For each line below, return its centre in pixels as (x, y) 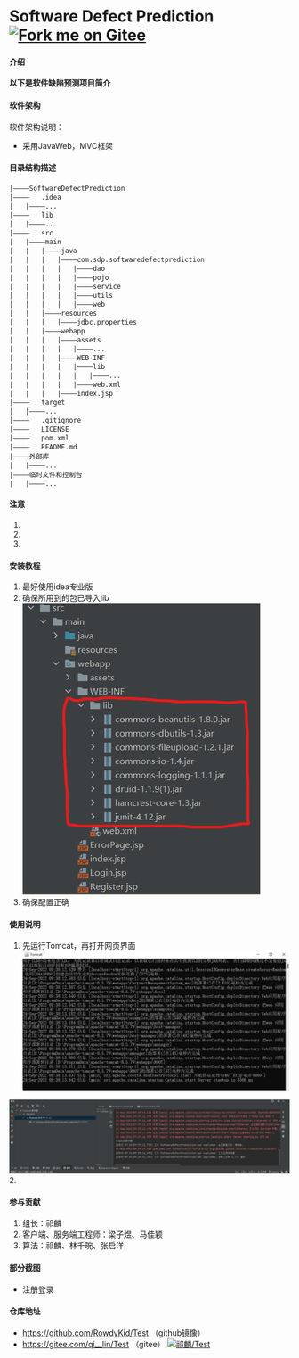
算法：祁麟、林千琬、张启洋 (73, 1246)
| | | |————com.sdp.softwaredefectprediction (107, 259)
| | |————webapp (48, 331)
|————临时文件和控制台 (46, 474)
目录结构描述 (32, 168)
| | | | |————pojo (59, 277)
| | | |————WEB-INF (57, 358)
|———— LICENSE (39, 429)
